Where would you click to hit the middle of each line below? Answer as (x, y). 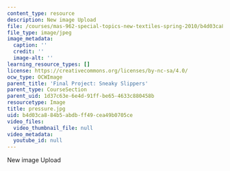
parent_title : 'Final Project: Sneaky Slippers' (78, 83)
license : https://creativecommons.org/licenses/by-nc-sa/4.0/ (98, 70)
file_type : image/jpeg (39, 32)
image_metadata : (30, 39)
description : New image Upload (52, 20)
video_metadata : (30, 134)
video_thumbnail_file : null (53, 128)
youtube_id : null (38, 141)
